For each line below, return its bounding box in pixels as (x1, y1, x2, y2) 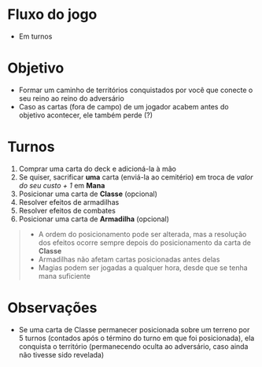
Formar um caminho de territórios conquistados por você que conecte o (18, 85, 253, 95)
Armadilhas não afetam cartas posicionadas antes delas (38, 254, 220, 264)
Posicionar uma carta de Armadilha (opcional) (18, 214, 170, 224)
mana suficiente (38, 271, 91, 280)
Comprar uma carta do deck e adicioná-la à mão (18, 164, 176, 173)
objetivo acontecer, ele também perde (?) (18, 110, 153, 120)
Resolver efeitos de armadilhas (18, 197, 120, 206)
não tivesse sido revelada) (18, 350, 105, 359)
